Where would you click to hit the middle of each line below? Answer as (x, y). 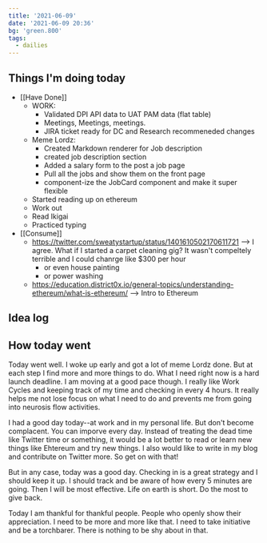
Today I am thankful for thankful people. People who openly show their (125, 513)
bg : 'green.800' (35, 30)
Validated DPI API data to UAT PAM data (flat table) (128, 114)
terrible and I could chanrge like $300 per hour (109, 259)
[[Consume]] (41, 233)
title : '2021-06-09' (43, 16)
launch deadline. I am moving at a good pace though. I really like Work (124, 382)
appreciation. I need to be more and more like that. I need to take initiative (130, 522)
